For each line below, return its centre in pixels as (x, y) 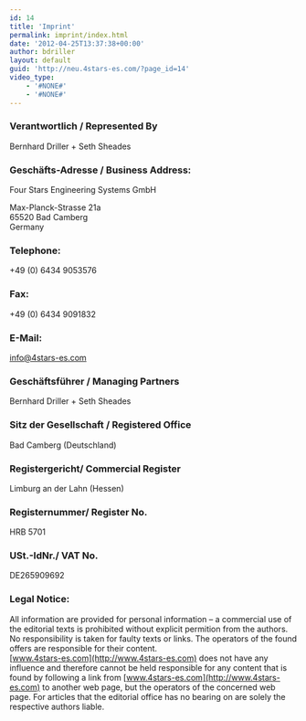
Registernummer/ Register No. (79, 512)
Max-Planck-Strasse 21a (55, 207)
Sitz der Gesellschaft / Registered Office (100, 425)
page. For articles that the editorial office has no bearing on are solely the (148, 696)
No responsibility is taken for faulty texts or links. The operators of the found (153, 638)
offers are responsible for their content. (84, 648)
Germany (27, 227)
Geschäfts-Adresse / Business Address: (100, 170)
